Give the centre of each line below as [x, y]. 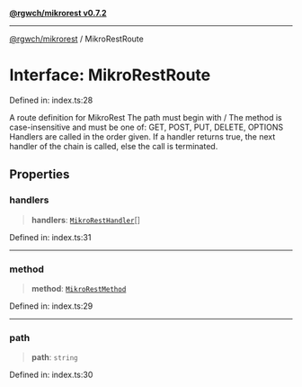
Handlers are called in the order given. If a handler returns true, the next [142, 136]
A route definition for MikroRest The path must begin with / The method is [146, 117]
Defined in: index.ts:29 [51, 306]
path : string [54, 357]
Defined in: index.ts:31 [50, 237]
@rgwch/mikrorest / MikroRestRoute [76, 39]
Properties [40, 175]
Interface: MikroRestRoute [110, 75]
